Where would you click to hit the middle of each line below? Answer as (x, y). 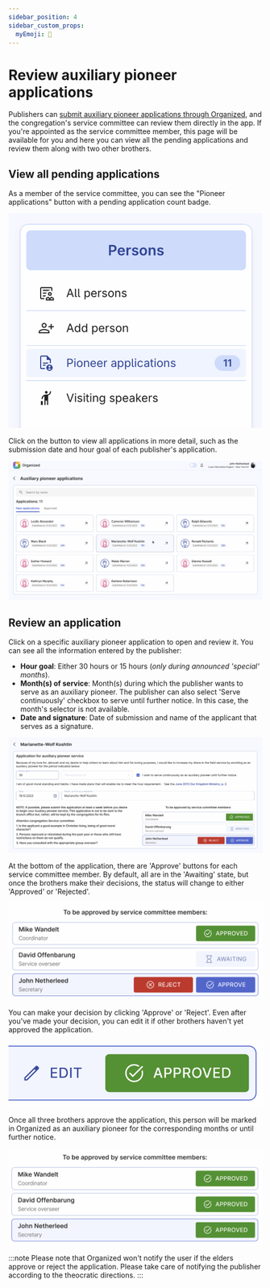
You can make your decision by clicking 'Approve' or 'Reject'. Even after (128, 1012)
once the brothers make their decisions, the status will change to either (126, 883)
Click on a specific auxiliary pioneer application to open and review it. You (131, 642)
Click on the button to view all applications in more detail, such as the (123, 441)
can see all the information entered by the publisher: (95, 651)
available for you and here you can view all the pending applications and (128, 140)
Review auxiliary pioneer (93, 75)
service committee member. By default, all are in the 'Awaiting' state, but (129, 874)
